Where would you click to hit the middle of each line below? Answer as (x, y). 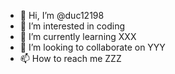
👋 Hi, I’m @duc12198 (62, 15)
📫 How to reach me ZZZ (70, 58)
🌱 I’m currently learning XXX (78, 36)
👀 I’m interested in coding (72, 26)
